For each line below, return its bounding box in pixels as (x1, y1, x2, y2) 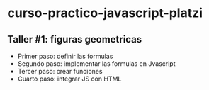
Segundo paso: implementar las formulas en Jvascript (17, 60, 176, 68)
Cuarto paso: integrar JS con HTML (17, 74, 122, 83)
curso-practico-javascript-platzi (7, 5, 203, 21)
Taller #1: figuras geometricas (7, 33, 142, 45)
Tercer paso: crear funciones (17, 67, 103, 75)
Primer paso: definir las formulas (17, 52, 113, 60)
